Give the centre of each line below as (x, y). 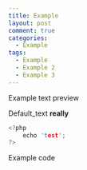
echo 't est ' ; (44, 135)
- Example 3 (36, 75)
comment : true (32, 30)
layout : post (30, 23)
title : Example (34, 16)
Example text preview (44, 97)
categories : (28, 38)
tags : (17, 53)
